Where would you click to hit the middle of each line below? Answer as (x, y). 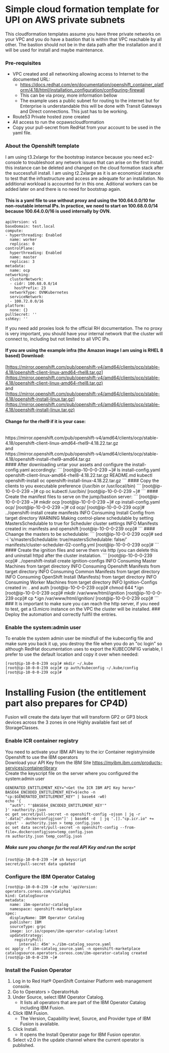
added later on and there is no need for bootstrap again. (63, 189)
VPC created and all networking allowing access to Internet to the (80, 74)
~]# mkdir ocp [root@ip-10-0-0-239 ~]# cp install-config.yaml (95, 502)
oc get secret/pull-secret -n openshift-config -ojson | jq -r (73, 814)
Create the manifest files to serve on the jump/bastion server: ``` (72, 497)
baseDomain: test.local (30, 226)
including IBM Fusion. (42, 1008)
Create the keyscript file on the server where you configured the (72, 773)
